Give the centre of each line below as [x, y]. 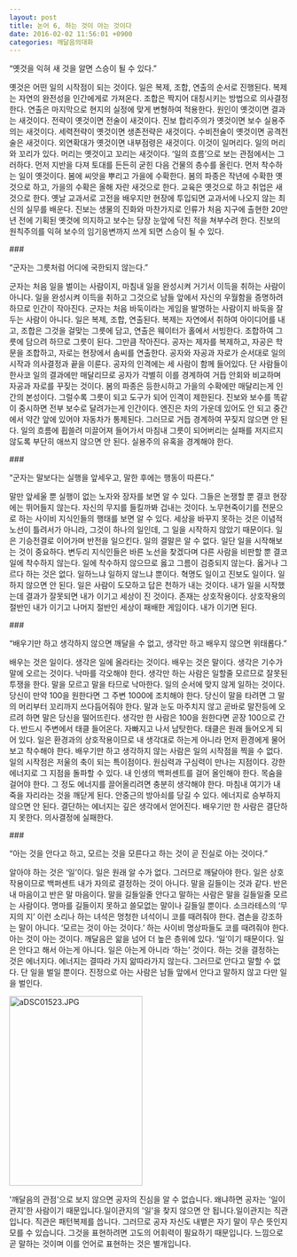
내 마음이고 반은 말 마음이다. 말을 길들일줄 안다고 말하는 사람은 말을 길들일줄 [141, 895]
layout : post [33, 17]
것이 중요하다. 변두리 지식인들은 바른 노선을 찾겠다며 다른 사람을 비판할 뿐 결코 [153, 552]
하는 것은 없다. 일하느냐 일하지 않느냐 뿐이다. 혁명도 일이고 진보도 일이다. [151, 574]
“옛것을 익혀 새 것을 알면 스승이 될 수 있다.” [83, 68]
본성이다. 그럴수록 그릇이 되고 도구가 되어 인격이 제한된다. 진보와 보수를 [148, 397]
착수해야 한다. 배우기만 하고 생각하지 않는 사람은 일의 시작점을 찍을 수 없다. [154, 751]
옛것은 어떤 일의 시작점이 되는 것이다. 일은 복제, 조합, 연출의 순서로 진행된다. [140, 87]
